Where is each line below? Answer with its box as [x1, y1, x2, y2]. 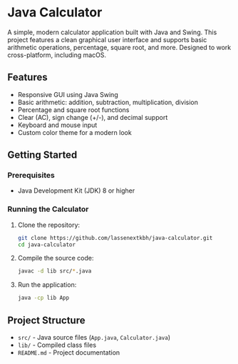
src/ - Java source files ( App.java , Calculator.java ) [17, 333, 171, 342]
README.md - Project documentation [17, 348, 120, 357]
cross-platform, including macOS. [7, 51, 107, 59]
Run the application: [17, 280, 77, 289]
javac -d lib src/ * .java [17, 268, 92, 275]
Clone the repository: [17, 221, 81, 229]
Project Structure [7, 314, 86, 326]
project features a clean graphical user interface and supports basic [7, 35, 207, 44]
